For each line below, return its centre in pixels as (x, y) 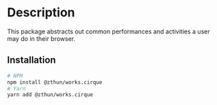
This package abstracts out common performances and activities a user (108, 31)
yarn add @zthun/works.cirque (50, 95)
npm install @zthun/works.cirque (55, 82)
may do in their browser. (41, 38)
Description (41, 13)
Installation (31, 60)
